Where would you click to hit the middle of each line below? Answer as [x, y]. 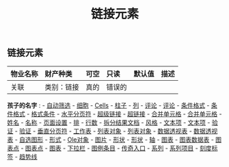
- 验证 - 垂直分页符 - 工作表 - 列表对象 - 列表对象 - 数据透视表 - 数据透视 [116, 131]
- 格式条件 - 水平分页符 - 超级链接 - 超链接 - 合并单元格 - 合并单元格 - [124, 114]
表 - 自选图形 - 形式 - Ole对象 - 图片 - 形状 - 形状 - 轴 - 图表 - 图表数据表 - [110, 139]
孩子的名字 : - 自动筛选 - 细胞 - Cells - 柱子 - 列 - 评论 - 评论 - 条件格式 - [108, 105]
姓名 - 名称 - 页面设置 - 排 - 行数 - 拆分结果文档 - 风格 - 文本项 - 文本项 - [109, 122]
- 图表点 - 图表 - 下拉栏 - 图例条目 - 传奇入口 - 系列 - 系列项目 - [109, 148]
